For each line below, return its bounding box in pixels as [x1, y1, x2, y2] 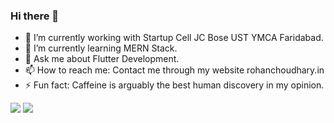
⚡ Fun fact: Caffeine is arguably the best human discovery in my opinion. [24, 79, 325, 91]
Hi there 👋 [10, 9, 60, 23]
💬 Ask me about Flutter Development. [24, 53, 180, 65]
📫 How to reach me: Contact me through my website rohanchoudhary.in [24, 64, 325, 76]
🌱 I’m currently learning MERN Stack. [24, 42, 178, 54]
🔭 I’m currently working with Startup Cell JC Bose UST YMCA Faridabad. [24, 32, 324, 44]
